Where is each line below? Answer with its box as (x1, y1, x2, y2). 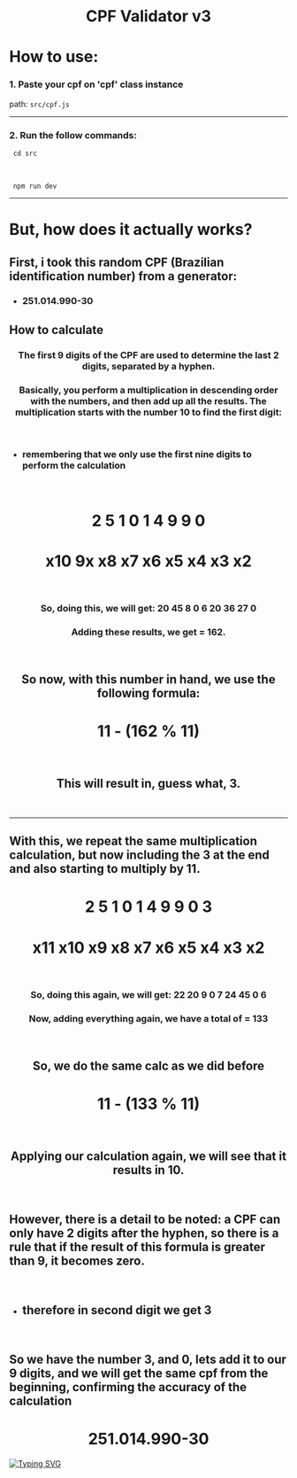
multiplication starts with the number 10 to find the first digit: (14, 406, 283, 418)
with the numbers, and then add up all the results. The (30, 394, 267, 407)
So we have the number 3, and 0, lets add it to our (9, 1351, 287, 1366)
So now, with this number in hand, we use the (21, 672, 276, 688)
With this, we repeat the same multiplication (9, 834, 258, 849)
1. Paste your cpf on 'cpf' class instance (9, 78, 184, 90)
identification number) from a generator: (9, 268, 238, 284)
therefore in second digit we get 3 (21, 1303, 212, 1318)
